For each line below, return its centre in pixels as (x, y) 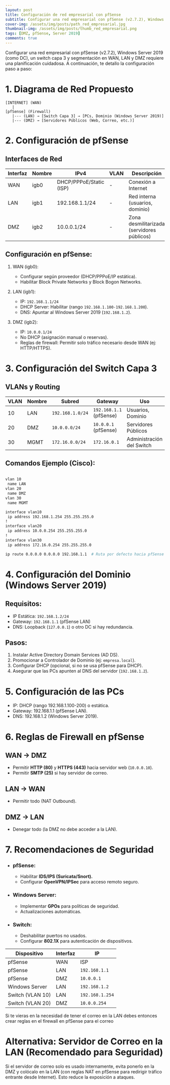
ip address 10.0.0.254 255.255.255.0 (47, 531)
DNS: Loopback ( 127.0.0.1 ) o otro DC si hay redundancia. (73, 627)
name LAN (17, 484)
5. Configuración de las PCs (65, 691)
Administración (145, 439)
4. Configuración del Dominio (68, 574)
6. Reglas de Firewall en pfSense (75, 737)
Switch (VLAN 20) (29, 1003)
